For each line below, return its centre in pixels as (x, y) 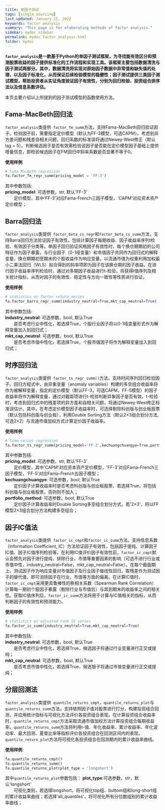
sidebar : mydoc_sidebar (29, 32)
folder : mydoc (20, 42)
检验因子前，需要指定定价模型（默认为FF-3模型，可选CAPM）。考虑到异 (86, 133)
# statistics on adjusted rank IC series (48, 621)
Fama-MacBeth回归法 (39, 114)
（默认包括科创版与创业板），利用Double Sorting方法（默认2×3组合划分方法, (82, 415)
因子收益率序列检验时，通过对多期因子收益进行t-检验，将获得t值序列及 (81, 271)
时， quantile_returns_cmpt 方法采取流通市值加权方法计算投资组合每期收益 (80, 721)
